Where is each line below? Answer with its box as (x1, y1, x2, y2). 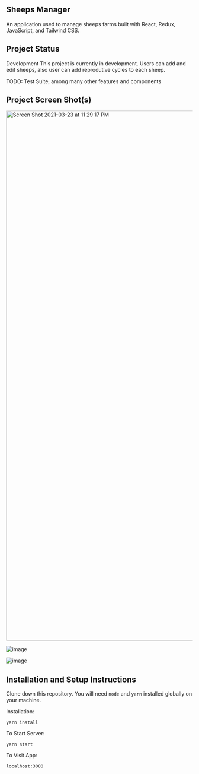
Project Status (6, 44, 60, 54)
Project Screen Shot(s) (6, 95, 92, 105)
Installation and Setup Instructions (6, 674, 136, 684)
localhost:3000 (6, 763, 44, 769)
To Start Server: (6, 730, 45, 737)
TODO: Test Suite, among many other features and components (6, 77, 162, 85)
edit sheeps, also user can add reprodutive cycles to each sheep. (6, 66, 166, 73)
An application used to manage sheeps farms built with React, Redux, (6, 20, 176, 27)
